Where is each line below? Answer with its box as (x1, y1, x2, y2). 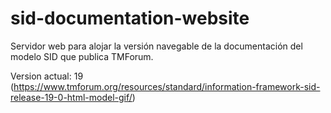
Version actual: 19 (10, 70, 84, 82)
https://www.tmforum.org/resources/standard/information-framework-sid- (13, 80, 321, 92)
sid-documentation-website (10, 7, 250, 30)
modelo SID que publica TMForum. (10, 50, 154, 62)
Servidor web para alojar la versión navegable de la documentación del (10, 40, 303, 52)
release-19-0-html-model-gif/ (10, 91, 133, 103)
